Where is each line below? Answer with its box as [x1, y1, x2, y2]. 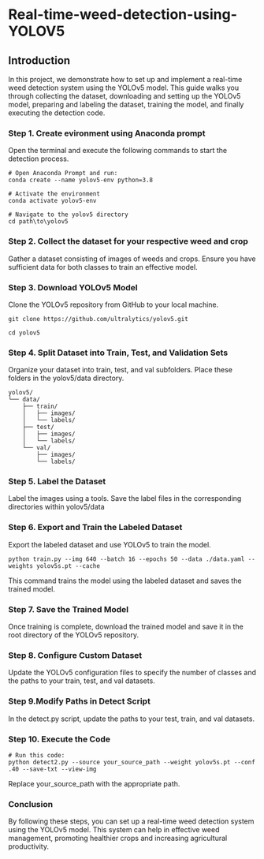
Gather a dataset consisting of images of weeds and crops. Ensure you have [8, 254, 256, 263]
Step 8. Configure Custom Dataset [8, 650, 143, 660]
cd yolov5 [8, 329, 41, 337]
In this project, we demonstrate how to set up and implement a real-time [8, 75, 243, 84]
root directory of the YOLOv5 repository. [8, 630, 139, 640]
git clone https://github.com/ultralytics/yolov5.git [8, 315, 189, 323]
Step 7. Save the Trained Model [8, 603, 128, 614]
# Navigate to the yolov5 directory [8, 211, 128, 218]
